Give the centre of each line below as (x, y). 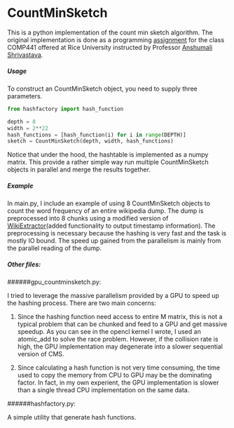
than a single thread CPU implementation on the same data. (103, 390)
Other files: (24, 264)
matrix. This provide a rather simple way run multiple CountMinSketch (108, 162)
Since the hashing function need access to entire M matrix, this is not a (120, 317)
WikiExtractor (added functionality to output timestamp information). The (111, 226)
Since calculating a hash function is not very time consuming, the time (119, 368)
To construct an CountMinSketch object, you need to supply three (102, 89)
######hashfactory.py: (41, 404)
